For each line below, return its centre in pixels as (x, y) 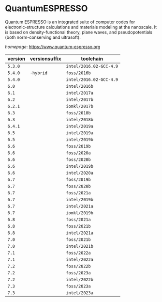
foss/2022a (78, 253)
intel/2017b (80, 99)
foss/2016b (78, 73)
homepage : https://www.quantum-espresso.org (53, 47)
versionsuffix (45, 59)
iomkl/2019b (80, 213)
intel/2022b (80, 279)
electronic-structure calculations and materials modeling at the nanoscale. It (81, 27)
